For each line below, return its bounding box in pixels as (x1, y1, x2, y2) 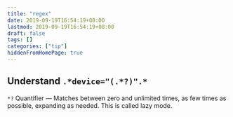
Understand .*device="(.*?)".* (7, 75, 148, 88)
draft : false (7, 29, 46, 37)
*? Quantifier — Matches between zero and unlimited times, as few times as (7, 94, 227, 102)
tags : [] (7, 36, 33, 43)
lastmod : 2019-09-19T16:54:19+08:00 (7, 23, 114, 30)
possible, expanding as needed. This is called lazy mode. (7, 101, 173, 109)
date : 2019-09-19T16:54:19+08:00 (7, 17, 105, 24)
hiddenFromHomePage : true (7, 50, 83, 57)
